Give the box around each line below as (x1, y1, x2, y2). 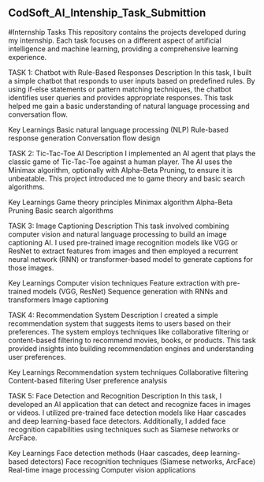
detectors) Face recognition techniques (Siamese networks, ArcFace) (30, 457, 256, 466)
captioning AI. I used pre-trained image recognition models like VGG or (8, 237, 238, 247)
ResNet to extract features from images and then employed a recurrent (8, 246, 239, 256)
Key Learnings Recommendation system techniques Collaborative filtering (8, 367, 249, 377)
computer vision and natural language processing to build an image (8, 229, 227, 239)
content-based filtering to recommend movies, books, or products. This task (8, 335, 256, 345)
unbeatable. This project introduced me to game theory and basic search (8, 174, 246, 183)
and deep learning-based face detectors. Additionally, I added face (8, 416, 226, 425)
